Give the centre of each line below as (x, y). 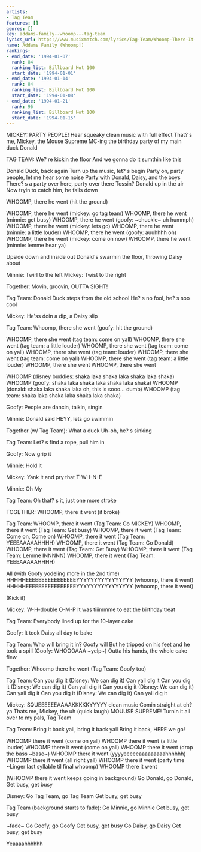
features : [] (22, 23)
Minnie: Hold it (24, 465)
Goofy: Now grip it (29, 454)
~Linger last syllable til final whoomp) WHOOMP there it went (82, 767)
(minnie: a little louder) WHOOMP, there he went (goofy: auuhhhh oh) (92, 232)
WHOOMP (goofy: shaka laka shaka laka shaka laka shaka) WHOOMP (92, 383)
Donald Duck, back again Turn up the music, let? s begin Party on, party (95, 171)
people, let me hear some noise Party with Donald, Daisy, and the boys (93, 177)
